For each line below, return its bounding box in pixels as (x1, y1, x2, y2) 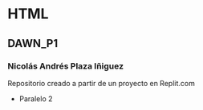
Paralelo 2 (18, 93, 53, 104)
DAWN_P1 (7, 37, 58, 50)
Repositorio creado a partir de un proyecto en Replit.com (7, 78, 196, 88)
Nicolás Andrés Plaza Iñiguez (7, 61, 124, 72)
